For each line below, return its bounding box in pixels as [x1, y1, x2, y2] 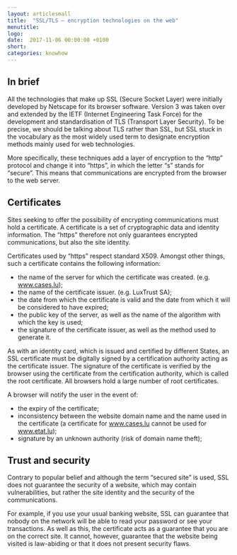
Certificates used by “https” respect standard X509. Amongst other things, [7, 252, 225, 260]
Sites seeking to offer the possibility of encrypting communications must [7, 215, 219, 223]
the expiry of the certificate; [17, 404, 99, 412]
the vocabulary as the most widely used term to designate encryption [7, 132, 210, 141]
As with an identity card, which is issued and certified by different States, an [7, 346, 230, 355]
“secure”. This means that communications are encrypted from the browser [7, 168, 227, 177]
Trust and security [7, 454, 91, 467]
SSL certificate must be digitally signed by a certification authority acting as [7, 354, 229, 363]
